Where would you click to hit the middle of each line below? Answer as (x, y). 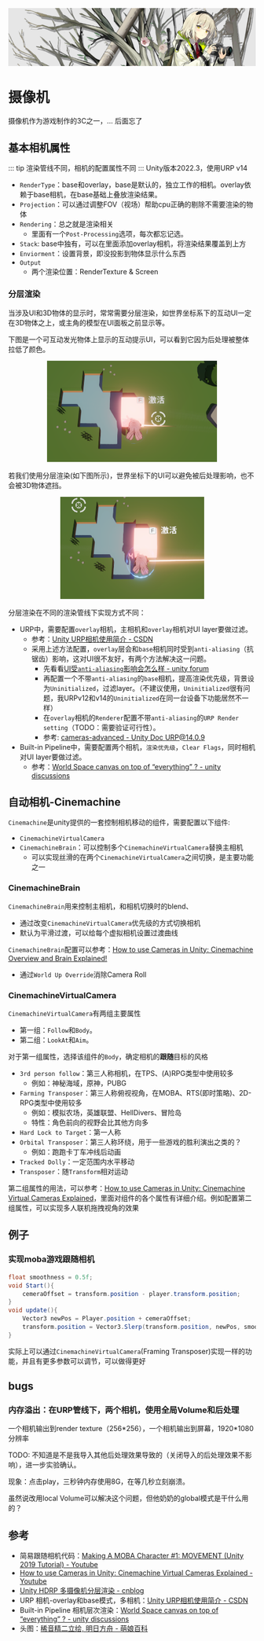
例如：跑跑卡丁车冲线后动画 (76, 1152)
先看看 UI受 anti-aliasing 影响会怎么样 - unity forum (126, 668)
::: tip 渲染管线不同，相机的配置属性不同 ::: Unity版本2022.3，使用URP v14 (128, 168)
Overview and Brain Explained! (58, 958)
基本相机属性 (39, 147)
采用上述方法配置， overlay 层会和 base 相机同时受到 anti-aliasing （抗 (142, 648)
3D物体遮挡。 (44, 485)
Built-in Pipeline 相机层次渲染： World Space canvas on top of (119, 1610)
